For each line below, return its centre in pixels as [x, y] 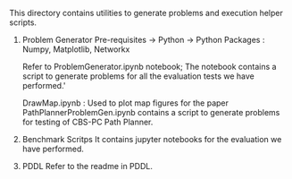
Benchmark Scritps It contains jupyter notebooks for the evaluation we [152, 139]
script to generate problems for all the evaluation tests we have [138, 76]
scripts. [23, 22]
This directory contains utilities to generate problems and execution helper [146, 13]
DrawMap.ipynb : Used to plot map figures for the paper [125, 103]
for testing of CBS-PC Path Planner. [88, 122]
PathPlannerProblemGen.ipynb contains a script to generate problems [151, 112]
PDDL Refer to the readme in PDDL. [88, 166]
